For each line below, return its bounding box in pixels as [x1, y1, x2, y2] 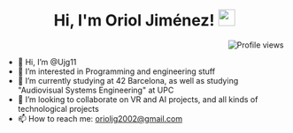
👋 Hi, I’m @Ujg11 [17, 56, 77, 67]
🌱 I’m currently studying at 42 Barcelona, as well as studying [17, 75, 239, 85]
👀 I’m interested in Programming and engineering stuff [17, 66, 215, 77]
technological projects [17, 103, 99, 114]
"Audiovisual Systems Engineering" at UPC [17, 85, 174, 95]
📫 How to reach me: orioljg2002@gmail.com [17, 113, 183, 123]
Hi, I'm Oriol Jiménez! [53, 11, 215, 31]
